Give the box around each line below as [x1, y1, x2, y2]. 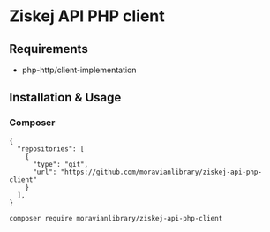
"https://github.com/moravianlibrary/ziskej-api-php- [60, 168, 263, 176]
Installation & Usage [9, 90, 122, 105]
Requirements [9, 41, 88, 56]
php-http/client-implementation [21, 64, 137, 75]
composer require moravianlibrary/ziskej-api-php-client [9, 213, 223, 222]
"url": [32, 168, 57, 176]
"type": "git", [32, 160, 89, 168]
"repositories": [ [17, 144, 86, 153]
